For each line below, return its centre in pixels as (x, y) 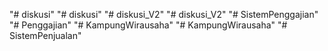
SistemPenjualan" (45, 35)
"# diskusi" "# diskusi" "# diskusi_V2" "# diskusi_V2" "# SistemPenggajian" (164, 14)
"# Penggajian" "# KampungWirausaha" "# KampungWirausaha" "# (148, 25)
